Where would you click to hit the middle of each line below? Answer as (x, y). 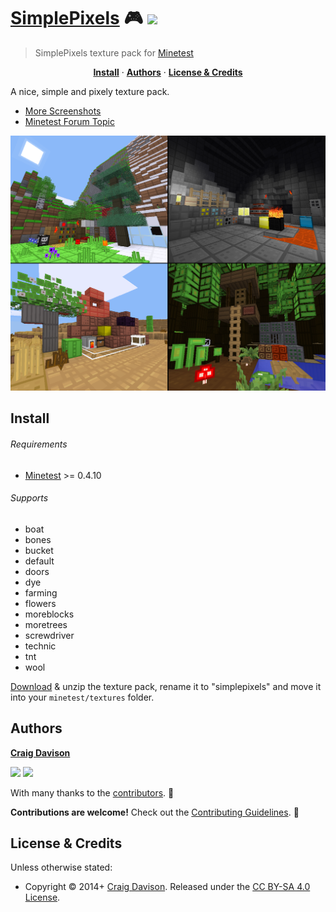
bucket (39, 550)
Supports (29, 498)
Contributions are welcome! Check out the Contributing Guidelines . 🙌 (155, 812)
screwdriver (49, 635)
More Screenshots (63, 111)
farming (41, 592)
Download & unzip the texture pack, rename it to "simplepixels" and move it (166, 686)
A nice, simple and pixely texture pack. (90, 91)
